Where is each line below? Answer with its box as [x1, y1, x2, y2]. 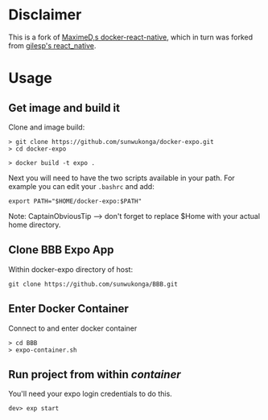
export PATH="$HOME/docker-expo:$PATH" [8, 197, 142, 205]
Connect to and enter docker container [8, 323, 138, 333]
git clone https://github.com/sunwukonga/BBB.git [8, 280, 179, 288]
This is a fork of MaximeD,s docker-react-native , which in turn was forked [8, 32, 254, 42]
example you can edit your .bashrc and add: [8, 181, 155, 191]
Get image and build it [8, 101, 121, 114]
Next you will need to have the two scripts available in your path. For [8, 173, 235, 183]
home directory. [8, 220, 61, 229]
